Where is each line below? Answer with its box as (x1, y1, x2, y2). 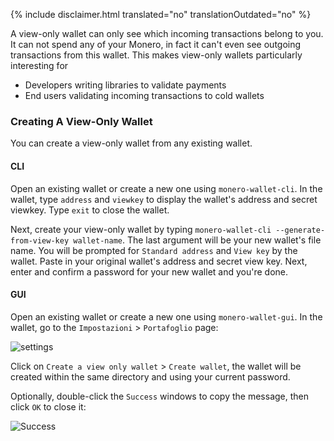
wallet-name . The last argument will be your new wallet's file (73, 234, 322, 246)
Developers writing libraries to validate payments (24, 79, 227, 91)
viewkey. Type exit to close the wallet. (10, 204, 170, 216)
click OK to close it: (10, 400, 87, 413)
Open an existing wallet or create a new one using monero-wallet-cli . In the (10, 182, 323, 194)
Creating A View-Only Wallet (10, 114, 153, 128)
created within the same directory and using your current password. (10, 370, 291, 383)
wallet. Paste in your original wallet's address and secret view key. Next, (10, 255, 308, 267)
